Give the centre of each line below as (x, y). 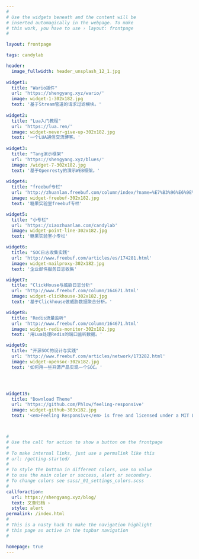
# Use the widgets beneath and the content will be (71, 17)
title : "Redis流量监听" (39, 318)
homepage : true (25, 547)
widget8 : (17, 312)
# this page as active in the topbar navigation (67, 530)
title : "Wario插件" (35, 88)
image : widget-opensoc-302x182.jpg (55, 362)
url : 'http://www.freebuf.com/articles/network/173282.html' (89, 356)
